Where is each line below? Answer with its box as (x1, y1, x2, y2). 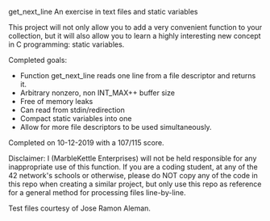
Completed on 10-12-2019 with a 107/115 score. (8, 138, 164, 148)
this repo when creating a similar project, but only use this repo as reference (8, 179, 262, 189)
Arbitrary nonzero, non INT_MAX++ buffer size (19, 88, 176, 98)
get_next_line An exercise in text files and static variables (8, 7, 198, 16)
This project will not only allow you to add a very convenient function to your (8, 23, 263, 31)
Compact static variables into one (19, 114, 132, 123)
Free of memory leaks (19, 97, 93, 106)
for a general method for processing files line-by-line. (8, 188, 186, 197)
